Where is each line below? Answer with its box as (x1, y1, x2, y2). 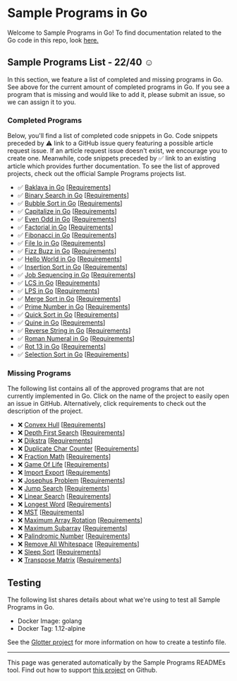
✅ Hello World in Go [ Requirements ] (17, 255, 122, 263)
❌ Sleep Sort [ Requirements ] (17, 548, 102, 557)
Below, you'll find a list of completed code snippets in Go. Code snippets (7, 132, 218, 140)
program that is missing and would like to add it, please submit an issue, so (7, 90, 226, 98)
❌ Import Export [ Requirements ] (17, 468, 111, 477)
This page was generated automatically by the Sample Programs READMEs (7, 658, 226, 667)
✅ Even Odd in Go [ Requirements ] (17, 215, 117, 223)
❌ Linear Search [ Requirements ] (17, 492, 111, 501)
